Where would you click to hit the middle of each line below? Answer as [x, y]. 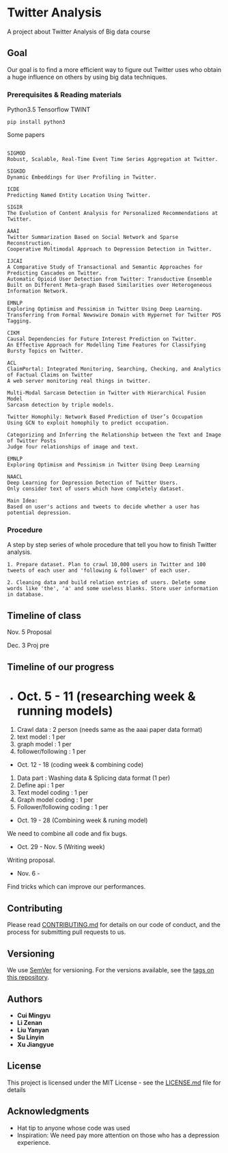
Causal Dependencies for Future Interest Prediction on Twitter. [102, 339]
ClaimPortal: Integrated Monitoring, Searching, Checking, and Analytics [114, 369]
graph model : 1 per [44, 744]
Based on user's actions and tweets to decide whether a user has [103, 507]
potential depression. [39, 513]
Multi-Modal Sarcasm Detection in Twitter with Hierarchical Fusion [106, 393]
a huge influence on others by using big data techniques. [87, 77]
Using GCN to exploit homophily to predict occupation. [88, 423]
